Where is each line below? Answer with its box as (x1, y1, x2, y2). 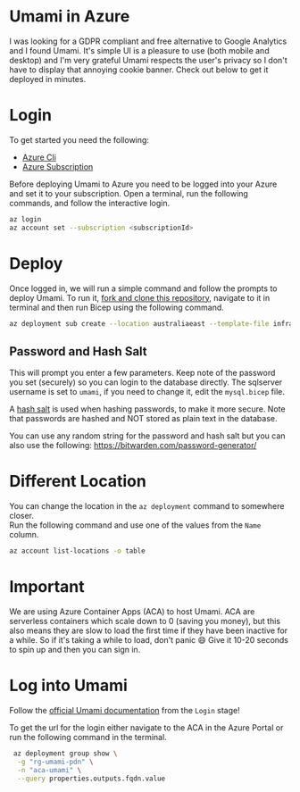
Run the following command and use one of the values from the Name (9, 520, 262, 530)
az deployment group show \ (12, 748, 118, 758)
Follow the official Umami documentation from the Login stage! (9, 704, 240, 715)
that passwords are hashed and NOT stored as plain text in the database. (9, 413, 278, 424)
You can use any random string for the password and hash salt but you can (9, 430, 286, 441)
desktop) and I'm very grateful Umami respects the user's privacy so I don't (9, 54, 287, 65)
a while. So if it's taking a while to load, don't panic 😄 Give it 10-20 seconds (9, 635, 288, 645)
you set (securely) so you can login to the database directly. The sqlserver (9, 377, 283, 388)
